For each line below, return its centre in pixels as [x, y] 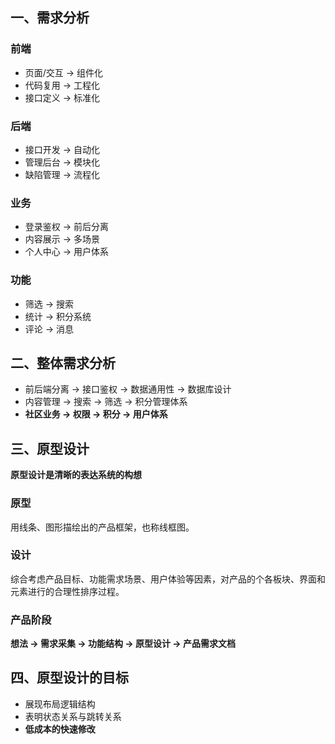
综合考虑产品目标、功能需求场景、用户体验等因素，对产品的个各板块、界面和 [168, 579]
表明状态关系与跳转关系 [73, 716]
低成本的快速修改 [60, 729]
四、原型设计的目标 [69, 678]
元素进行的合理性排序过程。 [67, 591]
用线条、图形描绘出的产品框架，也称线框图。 [102, 527]
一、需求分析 [50, 18]
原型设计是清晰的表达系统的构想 [76, 475]
